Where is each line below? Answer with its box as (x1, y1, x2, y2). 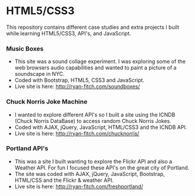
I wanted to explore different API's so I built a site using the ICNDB (14, 111, 176, 118)
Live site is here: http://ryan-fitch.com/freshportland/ (14, 182, 143, 190)
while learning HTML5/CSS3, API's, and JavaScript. (6, 29, 131, 36)
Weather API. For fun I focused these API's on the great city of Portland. (14, 164, 190, 171)
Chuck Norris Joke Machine (6, 98, 88, 106)
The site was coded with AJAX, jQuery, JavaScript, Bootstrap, (14, 170, 165, 177)
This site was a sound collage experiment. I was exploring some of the (14, 58, 186, 65)
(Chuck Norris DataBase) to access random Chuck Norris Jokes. (14, 117, 172, 124)
